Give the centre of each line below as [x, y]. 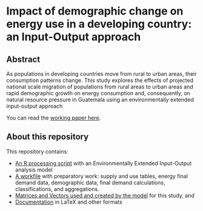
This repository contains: [37, 151]
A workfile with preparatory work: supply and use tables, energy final [101, 176]
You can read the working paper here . [54, 118]
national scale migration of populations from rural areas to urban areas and [100, 87]
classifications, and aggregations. [57, 189]
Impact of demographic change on [95, 11]
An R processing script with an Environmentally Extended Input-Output [103, 163]
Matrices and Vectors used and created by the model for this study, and [105, 195]
